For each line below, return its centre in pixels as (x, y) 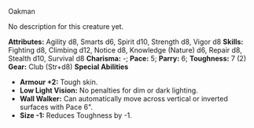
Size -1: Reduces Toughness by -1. (75, 115)
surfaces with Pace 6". (56, 107)
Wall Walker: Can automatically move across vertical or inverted (123, 99)
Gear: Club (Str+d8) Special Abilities (68, 67)
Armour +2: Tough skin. (59, 82)
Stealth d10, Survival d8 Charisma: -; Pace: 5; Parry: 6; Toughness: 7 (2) (127, 59)
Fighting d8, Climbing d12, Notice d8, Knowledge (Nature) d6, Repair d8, (125, 50)
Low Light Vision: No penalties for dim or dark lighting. (109, 90)
